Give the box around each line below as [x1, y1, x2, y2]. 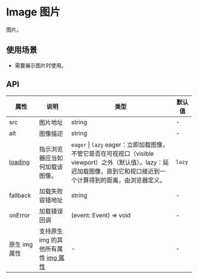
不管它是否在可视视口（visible [71, 149, 154, 157]
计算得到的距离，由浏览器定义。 [77, 176, 166, 184]
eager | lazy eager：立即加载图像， [71, 140, 169, 148]
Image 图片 [6, 5, 61, 19]
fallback [9, 191, 31, 199]
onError [9, 211, 31, 219]
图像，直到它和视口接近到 [88, 167, 160, 175]
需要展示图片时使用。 [14, 61, 67, 69]
